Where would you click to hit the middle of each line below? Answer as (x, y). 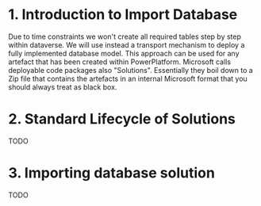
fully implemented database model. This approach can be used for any (124, 53)
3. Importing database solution (112, 173)
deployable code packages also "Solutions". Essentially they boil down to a (131, 70)
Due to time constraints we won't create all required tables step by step (125, 36)
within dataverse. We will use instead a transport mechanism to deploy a (127, 44)
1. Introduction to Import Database (123, 15)
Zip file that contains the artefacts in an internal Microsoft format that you (128, 78)
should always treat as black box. (63, 87)
